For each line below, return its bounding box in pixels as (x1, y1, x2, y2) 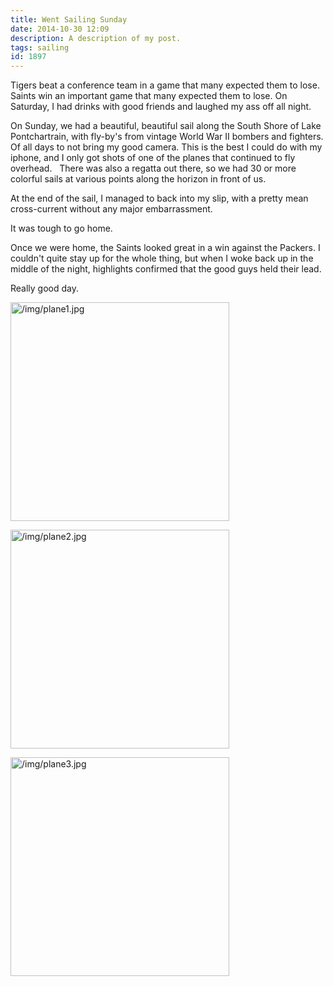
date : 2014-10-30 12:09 (10, 24, 110, 34)
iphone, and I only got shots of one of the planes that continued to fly (10, 152, 296, 164)
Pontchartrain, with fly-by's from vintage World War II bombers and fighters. (10, 131, 324, 143)
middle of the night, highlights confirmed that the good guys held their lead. (10, 263, 322, 275)
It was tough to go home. (10, 222, 113, 235)
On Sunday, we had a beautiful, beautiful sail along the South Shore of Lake (10, 120, 322, 132)
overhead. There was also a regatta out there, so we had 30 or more (10, 162, 297, 175)
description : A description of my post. (10, 33, 182, 43)
